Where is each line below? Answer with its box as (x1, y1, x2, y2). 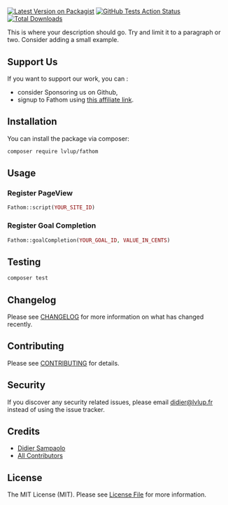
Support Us (7, 56, 58, 68)
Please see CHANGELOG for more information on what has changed (7, 312, 204, 321)
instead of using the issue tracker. (7, 405, 105, 413)
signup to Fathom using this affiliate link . (17, 95, 134, 104)
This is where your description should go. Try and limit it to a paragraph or (7, 28, 222, 36)
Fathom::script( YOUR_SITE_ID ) (7, 204, 96, 212)
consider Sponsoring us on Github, (17, 88, 118, 96)
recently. (7, 319, 33, 328)
